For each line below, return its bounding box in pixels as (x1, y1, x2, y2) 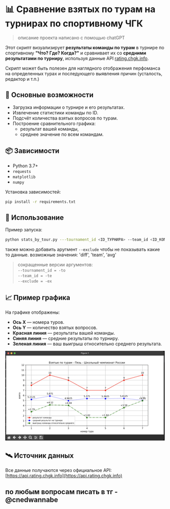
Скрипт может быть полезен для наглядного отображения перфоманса (5, 65, 160, 71)
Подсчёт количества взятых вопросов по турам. (12, 115, 118, 121)
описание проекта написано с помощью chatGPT (17, 35, 125, 41)
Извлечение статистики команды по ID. (12, 109, 99, 115)
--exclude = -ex (17, 279, 52, 284)
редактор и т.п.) (5, 76, 39, 82)
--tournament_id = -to (17, 268, 66, 273)
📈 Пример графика (5, 293, 70, 302)
